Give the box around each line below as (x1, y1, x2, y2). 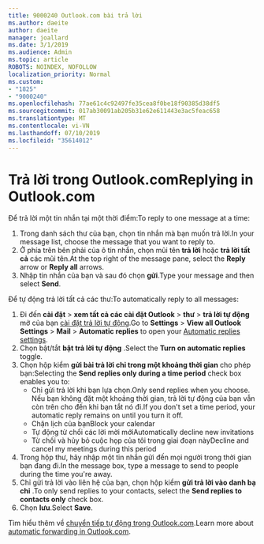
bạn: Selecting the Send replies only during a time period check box (19, 368, 242, 378)
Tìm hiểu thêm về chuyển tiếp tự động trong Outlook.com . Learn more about (8, 519, 254, 528)
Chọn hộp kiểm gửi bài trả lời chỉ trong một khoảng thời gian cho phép (19, 361, 251, 370)
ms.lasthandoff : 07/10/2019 (8, 129, 101, 137)
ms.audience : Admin (8, 48, 73, 56)
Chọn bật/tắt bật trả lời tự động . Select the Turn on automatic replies (19, 343, 246, 353)
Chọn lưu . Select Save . (19, 503, 93, 512)
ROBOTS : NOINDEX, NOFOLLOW (8, 63, 97, 71)
